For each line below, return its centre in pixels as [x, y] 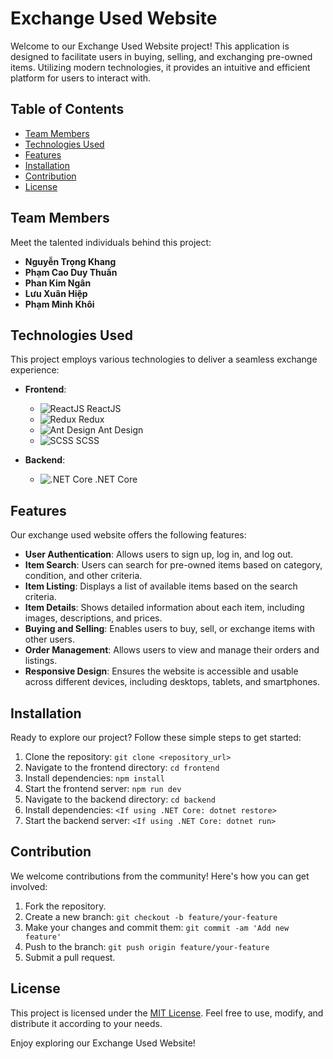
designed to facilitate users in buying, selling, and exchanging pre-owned [161, 56]
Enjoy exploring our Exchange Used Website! [103, 1043]
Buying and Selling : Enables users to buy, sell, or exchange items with [170, 629]
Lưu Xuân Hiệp [56, 293]
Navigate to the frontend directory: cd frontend [122, 767]
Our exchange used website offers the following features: [128, 535]
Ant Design [120, 430]
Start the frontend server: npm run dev [103, 788]
